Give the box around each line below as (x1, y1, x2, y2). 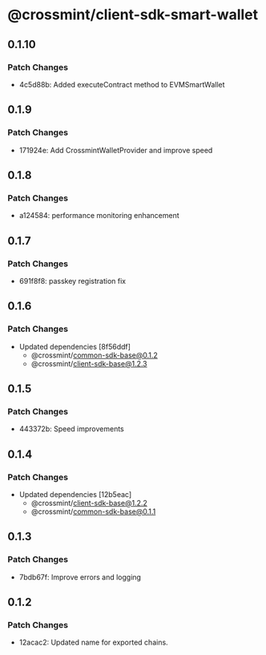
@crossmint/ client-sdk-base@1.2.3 (30, 358, 147, 368)
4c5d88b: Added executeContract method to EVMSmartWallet (18, 79, 225, 89)
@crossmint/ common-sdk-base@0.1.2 (30, 350, 158, 360)
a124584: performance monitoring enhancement (18, 211, 179, 220)
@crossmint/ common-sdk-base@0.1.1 (30, 507, 156, 516)
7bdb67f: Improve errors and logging (18, 572, 142, 582)
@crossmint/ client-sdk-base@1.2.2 (30, 499, 147, 507)
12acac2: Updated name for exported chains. (18, 637, 169, 647)
